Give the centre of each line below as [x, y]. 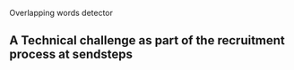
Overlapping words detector [61, 13]
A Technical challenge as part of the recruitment [147, 40]
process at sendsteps [71, 54]
